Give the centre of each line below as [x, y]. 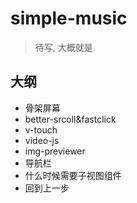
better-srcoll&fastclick [70, 119]
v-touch [41, 129]
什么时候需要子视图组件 [73, 175]
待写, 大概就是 [63, 47]
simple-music [69, 18]
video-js [42, 140]
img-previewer [55, 151]
